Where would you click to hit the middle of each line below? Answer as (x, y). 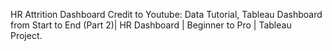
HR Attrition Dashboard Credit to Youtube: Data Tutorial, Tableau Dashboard (166, 14)
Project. (26, 35)
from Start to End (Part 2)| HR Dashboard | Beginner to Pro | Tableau (151, 25)
